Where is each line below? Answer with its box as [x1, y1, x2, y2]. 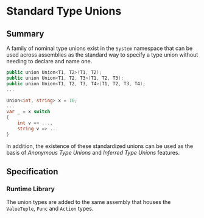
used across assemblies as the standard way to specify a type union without [6, 51, 199, 58]
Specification [6, 166, 58, 177]
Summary [6, 29, 44, 39]
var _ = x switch [6, 108, 51, 115]
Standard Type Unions [6, 4, 122, 18]
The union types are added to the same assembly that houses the [6, 199, 171, 206]
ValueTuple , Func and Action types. [6, 205, 94, 213]
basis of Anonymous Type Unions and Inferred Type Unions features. [6, 149, 180, 156]
